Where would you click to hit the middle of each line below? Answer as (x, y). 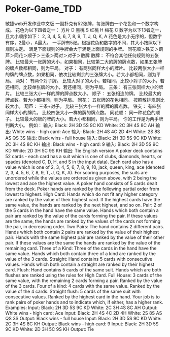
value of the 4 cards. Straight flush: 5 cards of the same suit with (73, 291)
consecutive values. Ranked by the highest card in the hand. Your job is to (83, 297)
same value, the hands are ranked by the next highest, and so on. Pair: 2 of (84, 205)
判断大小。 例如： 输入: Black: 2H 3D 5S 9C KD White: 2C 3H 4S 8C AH (80, 125)
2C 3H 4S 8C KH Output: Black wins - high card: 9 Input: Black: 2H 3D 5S (82, 324)
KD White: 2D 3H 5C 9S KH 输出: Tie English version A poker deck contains (84, 150)
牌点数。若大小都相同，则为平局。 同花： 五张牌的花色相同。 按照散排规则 (83, 100)
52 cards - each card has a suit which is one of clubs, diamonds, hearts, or (83, 156)
